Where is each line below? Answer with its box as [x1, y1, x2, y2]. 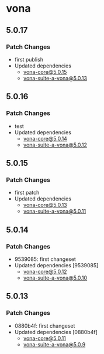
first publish [14, 56, 44, 63]
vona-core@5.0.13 [23, 202, 67, 209]
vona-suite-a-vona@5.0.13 [23, 74, 88, 81]
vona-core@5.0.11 [23, 335, 66, 342]
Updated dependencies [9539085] [14, 261, 99, 268]
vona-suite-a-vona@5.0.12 [23, 141, 88, 148]
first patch [14, 189, 40, 196]
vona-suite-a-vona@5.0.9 [23, 341, 86, 348]
